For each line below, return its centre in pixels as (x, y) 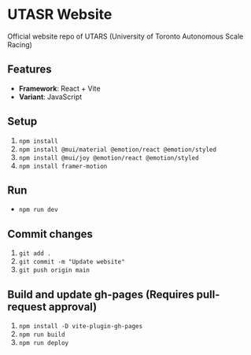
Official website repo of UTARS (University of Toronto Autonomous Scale (125, 36)
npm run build (42, 335)
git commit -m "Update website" (72, 262)
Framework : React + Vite (59, 88)
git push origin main (54, 270)
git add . (35, 253)
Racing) (20, 44)
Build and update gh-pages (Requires (101, 294)
